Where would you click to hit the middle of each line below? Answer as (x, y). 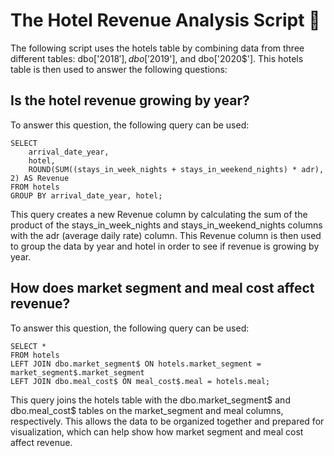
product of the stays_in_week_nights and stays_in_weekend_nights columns (166, 225)
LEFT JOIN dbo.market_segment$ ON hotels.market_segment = (136, 364)
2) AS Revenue (40, 178)
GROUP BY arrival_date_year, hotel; (86, 195)
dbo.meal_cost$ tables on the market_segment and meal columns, (147, 410)
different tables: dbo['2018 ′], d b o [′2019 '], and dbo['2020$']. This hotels (157, 58)
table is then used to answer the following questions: (119, 69)
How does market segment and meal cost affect (162, 288)
